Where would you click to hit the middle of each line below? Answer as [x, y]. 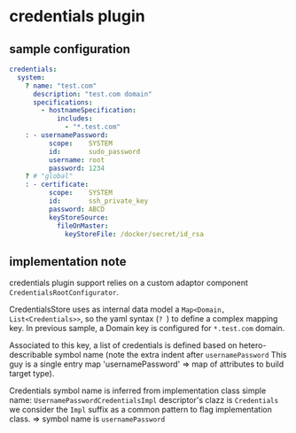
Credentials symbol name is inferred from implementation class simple [138, 390]
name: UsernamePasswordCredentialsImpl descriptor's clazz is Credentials [144, 400]
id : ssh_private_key [98, 201]
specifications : [62, 102]
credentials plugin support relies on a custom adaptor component [129, 283]
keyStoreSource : [78, 217]
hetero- [253, 345]
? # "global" [49, 176]
